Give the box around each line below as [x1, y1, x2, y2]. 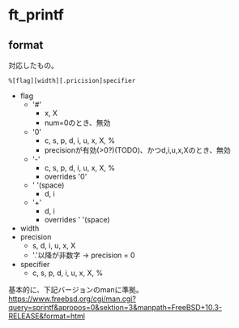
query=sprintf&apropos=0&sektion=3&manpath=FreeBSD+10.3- [8, 303, 223, 312]
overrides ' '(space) [44, 215, 111, 224]
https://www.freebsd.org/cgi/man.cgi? [8, 294, 136, 304]
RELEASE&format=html [8, 311, 85, 321]
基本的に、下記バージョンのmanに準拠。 [8, 285, 143, 294]
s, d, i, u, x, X [32, 241, 76, 250]
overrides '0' [44, 172, 87, 181]
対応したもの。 [8, 61, 58, 70]
